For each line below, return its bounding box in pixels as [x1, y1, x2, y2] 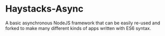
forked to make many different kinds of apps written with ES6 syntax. [5, 25, 151, 31]
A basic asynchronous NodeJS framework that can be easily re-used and [5, 20, 160, 26]
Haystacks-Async [5, 3, 84, 15]
